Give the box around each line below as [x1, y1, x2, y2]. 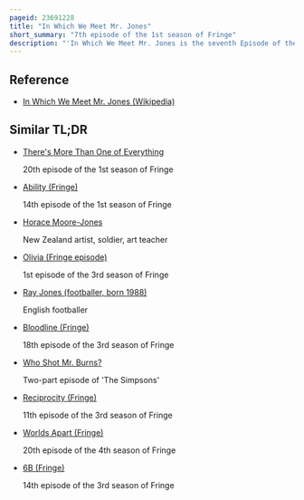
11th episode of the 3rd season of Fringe [22, 409, 174, 420]
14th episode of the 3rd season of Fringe [22, 479, 175, 490]
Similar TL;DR [9, 122, 88, 138]
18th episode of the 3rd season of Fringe [22, 339, 175, 350]
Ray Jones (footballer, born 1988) [22, 286, 147, 297]
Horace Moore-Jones [22, 216, 103, 227]
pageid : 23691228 [9, 13, 75, 23]
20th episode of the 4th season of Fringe [22, 445, 176, 456]
